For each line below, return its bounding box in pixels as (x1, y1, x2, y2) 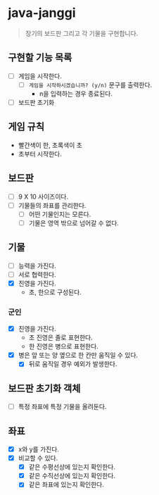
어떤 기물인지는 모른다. (28, 210, 91, 218)
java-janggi (8, 5, 76, 21)
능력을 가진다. (18, 261, 57, 270)
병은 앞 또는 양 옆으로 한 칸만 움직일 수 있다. (18, 351, 139, 360)
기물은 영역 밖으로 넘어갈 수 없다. (28, 218, 119, 227)
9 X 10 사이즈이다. (18, 192, 69, 201)
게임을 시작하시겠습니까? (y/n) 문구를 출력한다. (28, 80, 153, 89)
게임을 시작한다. (18, 72, 62, 80)
